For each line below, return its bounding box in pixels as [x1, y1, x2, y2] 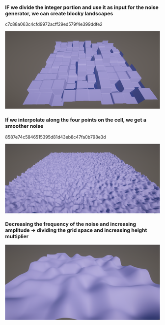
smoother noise [5, 123, 44, 130]
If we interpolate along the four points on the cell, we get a [5, 116, 146, 123]
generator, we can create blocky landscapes [5, 10, 113, 17]
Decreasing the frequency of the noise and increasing [5, 221, 137, 228]
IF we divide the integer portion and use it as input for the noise [5, 4, 159, 11]
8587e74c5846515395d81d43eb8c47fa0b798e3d [5, 134, 107, 140]
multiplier [5, 233, 28, 240]
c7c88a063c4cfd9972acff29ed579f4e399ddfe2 [5, 21, 103, 27]
